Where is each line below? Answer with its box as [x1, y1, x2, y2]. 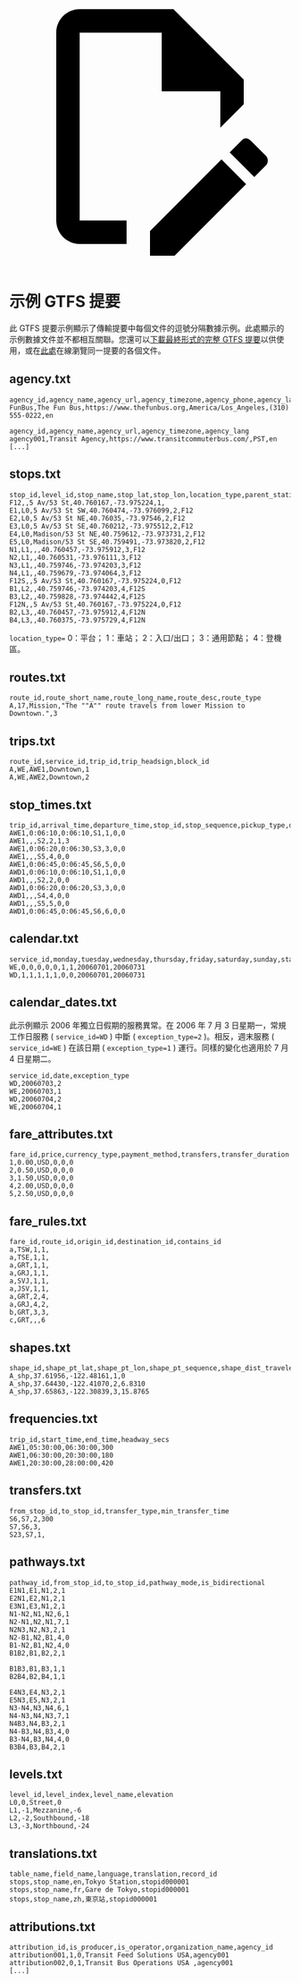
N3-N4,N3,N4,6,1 [9, 1703, 70, 1712]
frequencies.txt [9, 1411, 98, 1427]
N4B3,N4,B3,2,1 [9, 1719, 66, 1728]
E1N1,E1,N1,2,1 [9, 1586, 66, 1595]
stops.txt [9, 467, 61, 482]
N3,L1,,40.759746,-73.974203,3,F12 [9, 561, 142, 570]
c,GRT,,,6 [9, 1316, 46, 1325]
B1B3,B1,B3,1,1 [9, 1664, 66, 1674]
